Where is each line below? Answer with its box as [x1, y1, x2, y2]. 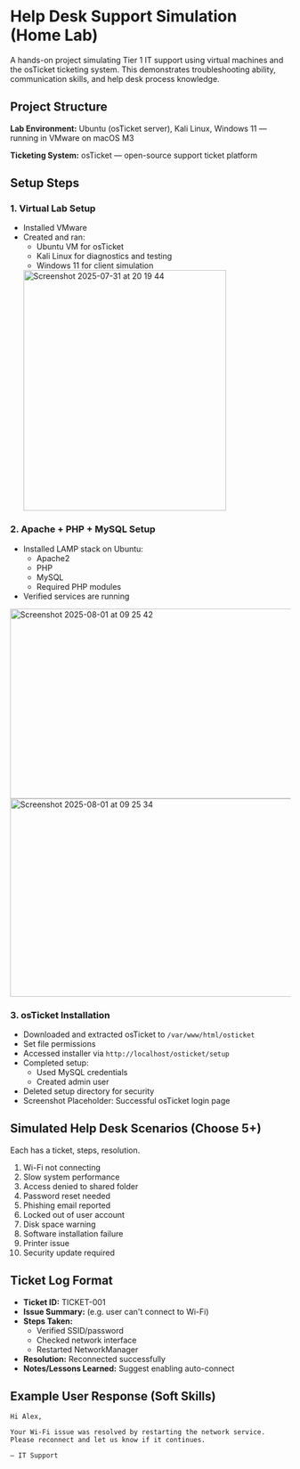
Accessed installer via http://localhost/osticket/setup [22, 1049, 230, 1059]
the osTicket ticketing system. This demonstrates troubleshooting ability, [10, 64, 277, 75]
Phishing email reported [22, 1200, 111, 1211]
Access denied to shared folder [22, 1180, 139, 1191]
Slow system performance [22, 1171, 120, 1182]
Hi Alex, [10, 1412, 43, 1422]
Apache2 [36, 552, 70, 563]
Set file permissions [22, 1039, 96, 1049]
